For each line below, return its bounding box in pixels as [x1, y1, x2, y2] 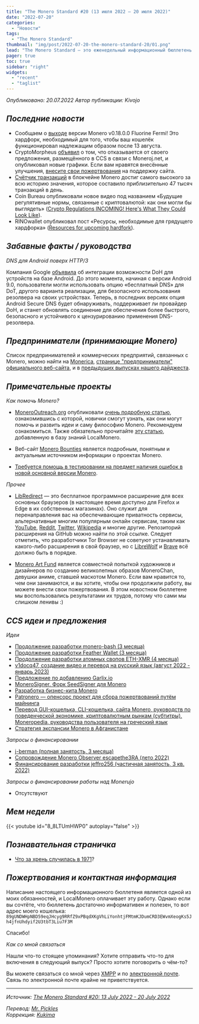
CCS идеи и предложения [6, 615, 107, 626]
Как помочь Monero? [6, 397, 60, 404]
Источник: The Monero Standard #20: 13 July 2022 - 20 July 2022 [6, 993, 171, 1000]
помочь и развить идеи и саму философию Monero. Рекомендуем [14, 422, 182, 429]
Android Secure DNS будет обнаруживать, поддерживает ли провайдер [6, 300, 188, 307]
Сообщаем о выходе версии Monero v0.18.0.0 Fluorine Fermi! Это [14, 129, 179, 136]
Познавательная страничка [6, 840, 117, 850]
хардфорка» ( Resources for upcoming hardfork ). [14, 224, 135, 231]
